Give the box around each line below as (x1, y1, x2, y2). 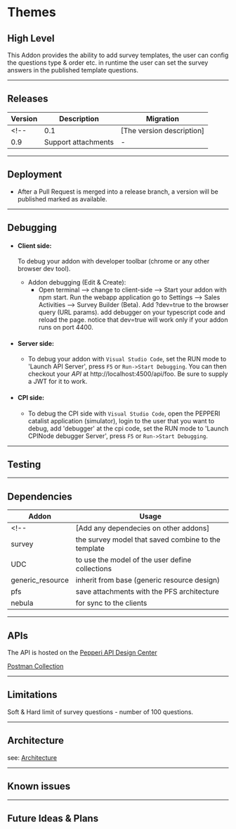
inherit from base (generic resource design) (75, 575, 220, 585)
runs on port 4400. (38, 323, 93, 332)
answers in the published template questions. (7, 66, 139, 74)
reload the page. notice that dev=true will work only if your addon (38, 316, 228, 324)
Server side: (17, 339, 55, 347)
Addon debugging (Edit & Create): (27, 278, 126, 287)
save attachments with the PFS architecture (75, 587, 220, 597)
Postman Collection (7, 662, 64, 671)
